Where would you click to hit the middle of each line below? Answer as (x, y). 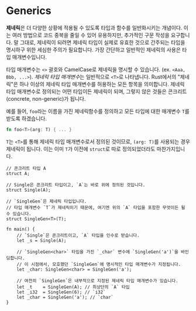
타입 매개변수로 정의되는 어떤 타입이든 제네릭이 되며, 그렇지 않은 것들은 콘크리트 (97, 91)
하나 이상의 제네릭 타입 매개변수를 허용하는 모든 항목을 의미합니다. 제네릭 (102, 84)
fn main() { (20, 229)
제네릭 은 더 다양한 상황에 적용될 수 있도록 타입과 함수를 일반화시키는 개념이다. (94, 28)
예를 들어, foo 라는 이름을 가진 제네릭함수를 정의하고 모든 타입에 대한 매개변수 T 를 (98, 111)
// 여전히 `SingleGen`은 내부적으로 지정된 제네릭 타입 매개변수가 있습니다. (97, 281)
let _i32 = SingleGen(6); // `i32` (61, 292)
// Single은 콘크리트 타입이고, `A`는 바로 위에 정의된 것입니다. (76, 185)
